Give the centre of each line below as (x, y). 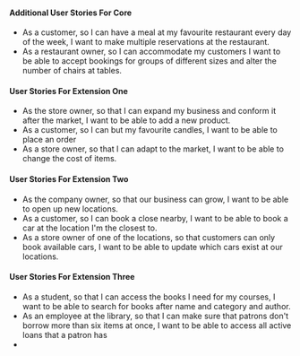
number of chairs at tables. (72, 71)
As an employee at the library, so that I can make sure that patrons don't (155, 316)
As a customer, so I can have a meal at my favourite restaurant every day (157, 32)
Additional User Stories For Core (71, 13)
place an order (49, 140)
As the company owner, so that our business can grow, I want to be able (155, 199)
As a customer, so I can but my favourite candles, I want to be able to (150, 130)
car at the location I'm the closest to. (90, 228)
